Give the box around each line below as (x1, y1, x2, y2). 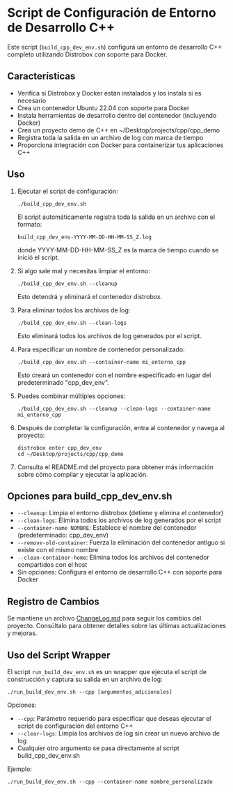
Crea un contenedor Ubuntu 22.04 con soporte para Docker (17, 103, 190, 112)
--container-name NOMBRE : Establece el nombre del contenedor (17, 524, 197, 532)
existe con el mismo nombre (17, 546, 99, 554)
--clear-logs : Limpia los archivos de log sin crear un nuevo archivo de (17, 729, 220, 737)
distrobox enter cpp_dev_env (17, 444, 102, 451)
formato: (17, 220, 42, 228)
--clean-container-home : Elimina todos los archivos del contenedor (17, 553, 210, 562)
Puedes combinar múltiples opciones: (17, 392, 126, 400)
